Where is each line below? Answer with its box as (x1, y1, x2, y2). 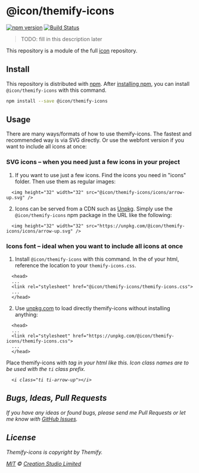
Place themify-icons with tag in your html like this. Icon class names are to (6, 359, 189, 366)
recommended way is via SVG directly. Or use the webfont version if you (6, 137, 185, 144)
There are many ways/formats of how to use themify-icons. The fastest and (6, 130, 192, 138)
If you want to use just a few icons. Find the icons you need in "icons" (14, 171, 186, 178)
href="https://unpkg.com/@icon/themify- (72, 333, 175, 339)
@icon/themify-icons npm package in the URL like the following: (14, 211, 172, 218)
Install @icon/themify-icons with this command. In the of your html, (14, 255, 179, 263)
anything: (14, 311, 38, 319)
